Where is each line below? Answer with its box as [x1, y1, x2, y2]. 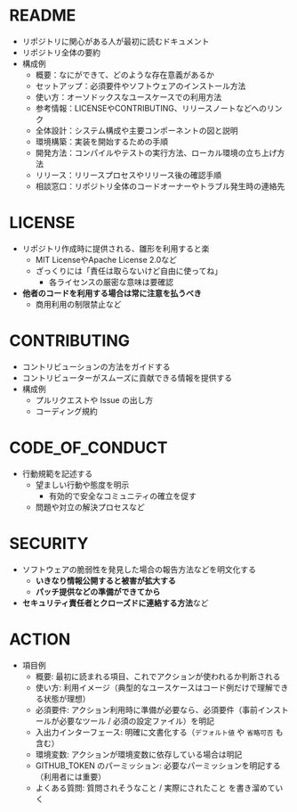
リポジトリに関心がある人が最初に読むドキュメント [21, 36, 210, 46]
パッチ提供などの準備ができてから [35, 586, 161, 597]
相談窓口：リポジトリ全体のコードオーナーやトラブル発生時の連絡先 [35, 180, 285, 192]
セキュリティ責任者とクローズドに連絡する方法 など [21, 597, 209, 608]
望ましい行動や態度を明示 [35, 479, 130, 490]
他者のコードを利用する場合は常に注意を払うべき [21, 287, 202, 299]
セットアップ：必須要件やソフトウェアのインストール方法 [35, 80, 246, 91]
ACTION [9, 629, 71, 649]
